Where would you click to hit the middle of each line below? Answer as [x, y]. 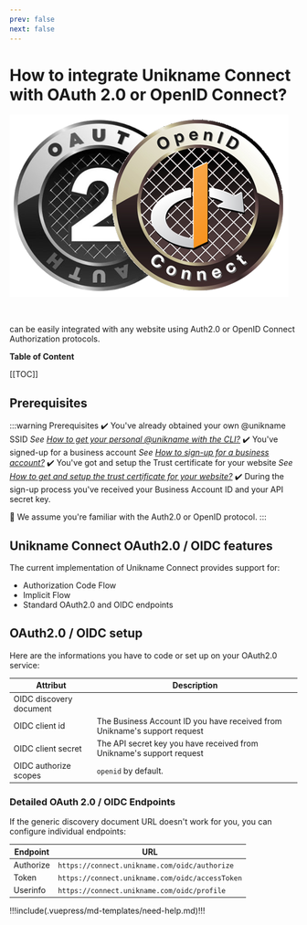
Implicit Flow [47, 595]
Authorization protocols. [55, 339]
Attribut [51, 686]
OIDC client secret [48, 748]
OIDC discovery [43, 699]
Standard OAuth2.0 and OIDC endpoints [98, 605]
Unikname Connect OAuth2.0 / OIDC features [141, 546]
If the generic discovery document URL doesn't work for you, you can [141, 822]
